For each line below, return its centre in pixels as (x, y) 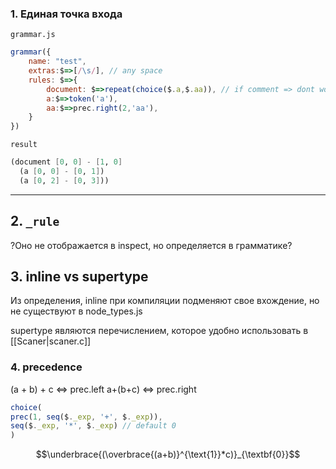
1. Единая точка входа (66, 14)
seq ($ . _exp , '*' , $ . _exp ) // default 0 (93, 426)
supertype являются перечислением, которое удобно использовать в (159, 331)
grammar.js (33, 35)
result (24, 145)
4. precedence (46, 367)
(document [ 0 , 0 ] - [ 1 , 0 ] (66, 162)
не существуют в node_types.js (76, 311)
